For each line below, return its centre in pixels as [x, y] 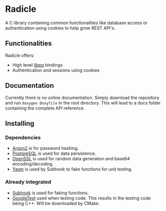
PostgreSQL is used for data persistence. [54, 153]
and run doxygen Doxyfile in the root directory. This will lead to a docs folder [83, 103]
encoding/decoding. [33, 164]
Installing [20, 123]
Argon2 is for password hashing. [45, 148]
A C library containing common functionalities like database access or [76, 23]
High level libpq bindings [37, 65]
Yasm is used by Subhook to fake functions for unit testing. [72, 169]
